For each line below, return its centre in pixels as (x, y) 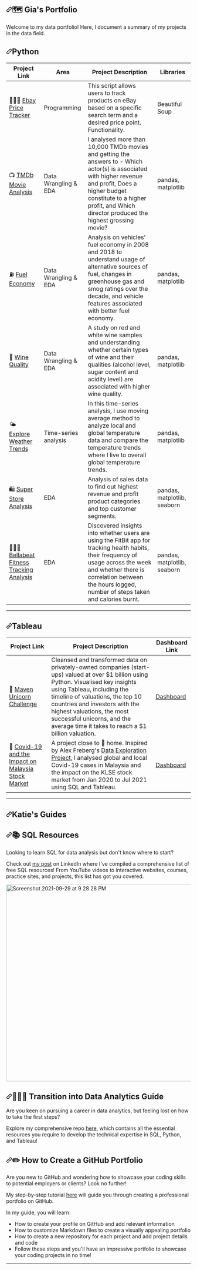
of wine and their (111, 357)
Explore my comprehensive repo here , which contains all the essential (91, 1128)
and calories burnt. (113, 599)
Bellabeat (22, 555)
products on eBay (112, 100)
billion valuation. (74, 733)
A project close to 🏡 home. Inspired (99, 743)
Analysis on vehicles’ (117, 237)
